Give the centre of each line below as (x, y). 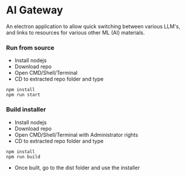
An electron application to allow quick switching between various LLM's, (93, 26)
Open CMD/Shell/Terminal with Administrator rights (76, 134)
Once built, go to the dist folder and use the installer (77, 168)
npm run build (23, 157)
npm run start (23, 95)
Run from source (30, 47)
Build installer (26, 110)
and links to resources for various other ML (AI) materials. (75, 32)
